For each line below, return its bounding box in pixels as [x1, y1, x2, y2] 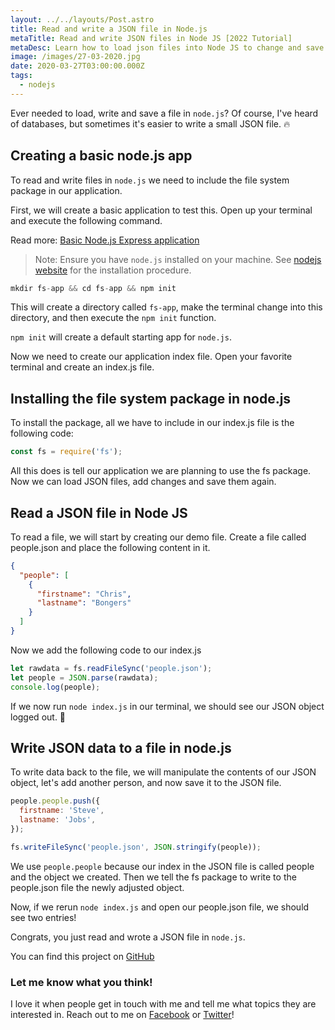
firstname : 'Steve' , [19, 806, 105, 816]
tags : [10, 71, 33, 81]
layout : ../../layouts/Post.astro [10, 14, 155, 25]
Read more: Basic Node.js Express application [10, 234, 200, 246]
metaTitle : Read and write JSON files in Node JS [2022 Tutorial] [10, 33, 293, 43]
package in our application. [10, 184, 123, 196]
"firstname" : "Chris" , [36, 589, 132, 599]
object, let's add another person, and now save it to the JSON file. [10, 777, 282, 789]
